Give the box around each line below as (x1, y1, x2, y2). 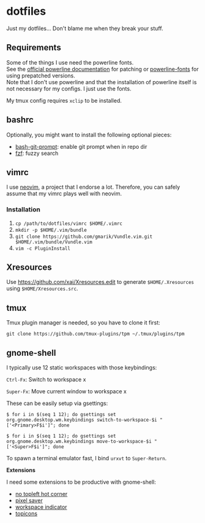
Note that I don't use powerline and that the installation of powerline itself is (6, 78, 197, 85)
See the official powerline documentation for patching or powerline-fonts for (6, 65, 199, 73)
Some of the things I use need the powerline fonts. (6, 58, 134, 66)
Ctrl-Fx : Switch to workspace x (6, 376, 86, 383)
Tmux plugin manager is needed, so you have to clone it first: (6, 319, 160, 326)
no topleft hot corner (15, 490, 68, 498)
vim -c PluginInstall (15, 245, 70, 251)
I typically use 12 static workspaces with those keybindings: (6, 364, 157, 371)
